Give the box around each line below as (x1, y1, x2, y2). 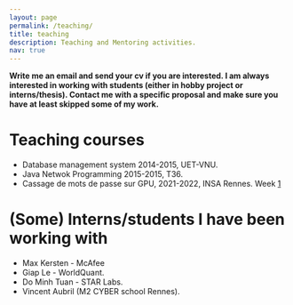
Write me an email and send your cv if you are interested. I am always (9, 70, 270, 81)
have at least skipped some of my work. (9, 99, 160, 109)
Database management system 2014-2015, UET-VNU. (21, 159, 218, 170)
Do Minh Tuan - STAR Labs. (21, 277, 123, 287)
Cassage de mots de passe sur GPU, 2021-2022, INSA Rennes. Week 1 (21, 179, 281, 189)
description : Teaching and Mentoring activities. (9, 37, 197, 47)
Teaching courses (9, 130, 145, 150)
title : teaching (9, 29, 69, 38)
